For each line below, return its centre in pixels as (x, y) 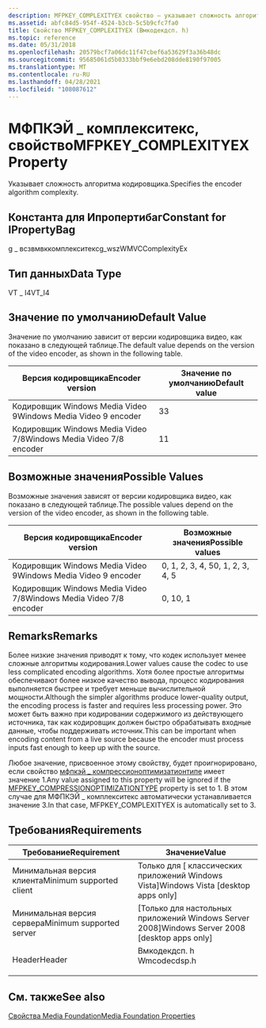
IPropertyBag (42, 229)
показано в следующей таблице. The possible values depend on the (121, 504)
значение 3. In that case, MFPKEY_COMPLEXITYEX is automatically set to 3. (132, 805)
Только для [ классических (190, 866)
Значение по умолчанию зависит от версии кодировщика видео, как (125, 337)
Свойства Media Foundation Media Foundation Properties (102, 1016)
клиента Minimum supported (65, 881)
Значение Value (196, 852)
